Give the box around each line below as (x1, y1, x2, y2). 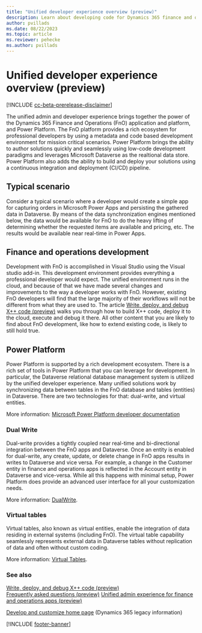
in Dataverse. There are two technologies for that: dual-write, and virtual (6, 392, 185, 400)
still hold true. (6, 327, 40, 335)
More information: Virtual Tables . (6, 555, 88, 562)
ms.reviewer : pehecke (6, 37, 61, 43)
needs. (6, 484, 23, 491)
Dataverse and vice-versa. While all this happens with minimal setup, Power (6, 471, 194, 479)
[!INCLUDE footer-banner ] (6, 620, 71, 628)
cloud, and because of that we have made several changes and (6, 282, 164, 289)
